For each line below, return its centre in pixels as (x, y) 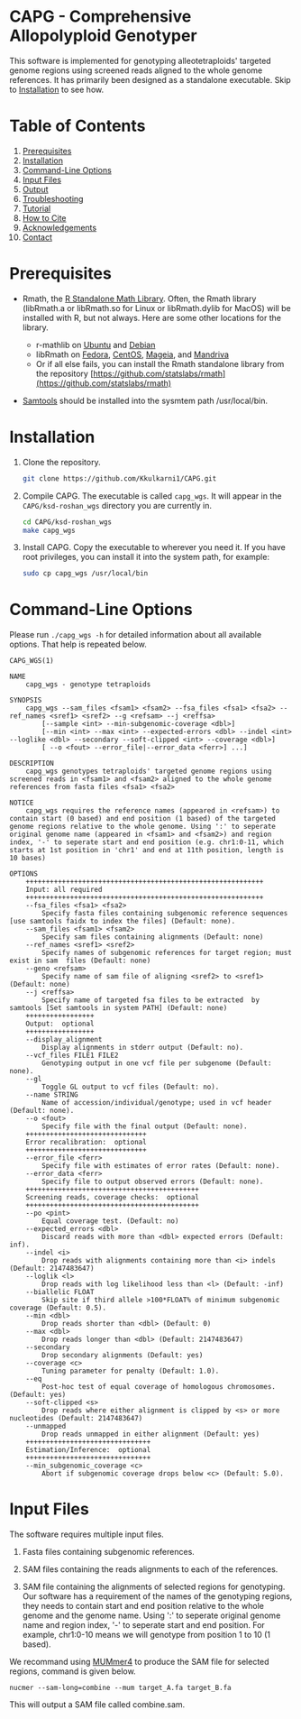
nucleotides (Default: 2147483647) (76, 1419)
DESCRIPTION (32, 764)
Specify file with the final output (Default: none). (145, 1126)
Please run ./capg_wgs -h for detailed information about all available (136, 635)
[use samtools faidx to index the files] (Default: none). (123, 922)
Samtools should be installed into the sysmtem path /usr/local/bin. (145, 400)
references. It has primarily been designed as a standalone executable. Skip (150, 79)
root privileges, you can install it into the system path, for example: (146, 557)
